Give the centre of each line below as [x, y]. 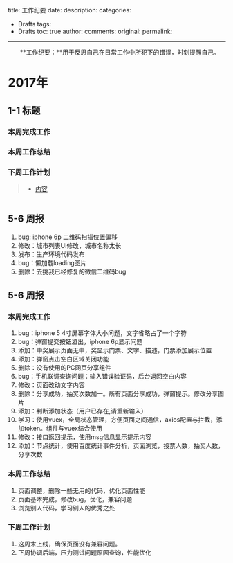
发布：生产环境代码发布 [51, 254]
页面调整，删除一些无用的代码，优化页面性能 [82, 490]
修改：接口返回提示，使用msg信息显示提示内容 [85, 437]
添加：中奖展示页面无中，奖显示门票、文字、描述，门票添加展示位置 [115, 350]
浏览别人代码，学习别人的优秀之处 [66, 508]
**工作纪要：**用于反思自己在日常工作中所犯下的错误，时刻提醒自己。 [120, 52]
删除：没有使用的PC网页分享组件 [64, 368]
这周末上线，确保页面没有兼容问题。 [69, 544]
